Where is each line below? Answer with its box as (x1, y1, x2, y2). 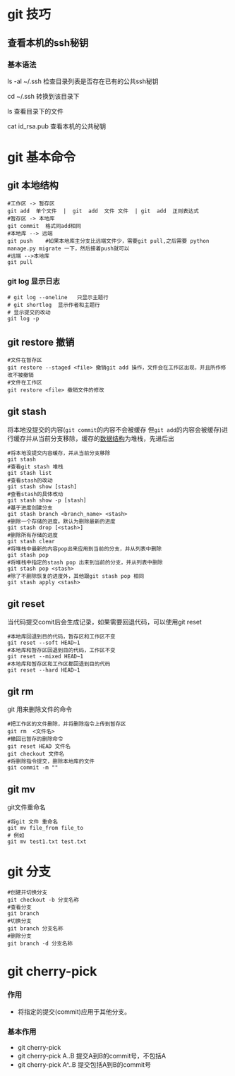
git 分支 (7, 864, 52, 880)
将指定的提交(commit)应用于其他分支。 (17, 1007, 131, 1016)
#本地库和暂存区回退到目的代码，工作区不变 (7, 646, 116, 653)
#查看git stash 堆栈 (7, 463, 64, 470)
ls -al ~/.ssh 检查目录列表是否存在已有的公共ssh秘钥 (7, 77, 159, 85)
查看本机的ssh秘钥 (7, 37, 89, 49)
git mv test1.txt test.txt (7, 838, 87, 845)
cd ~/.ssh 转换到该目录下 (7, 92, 80, 100)
